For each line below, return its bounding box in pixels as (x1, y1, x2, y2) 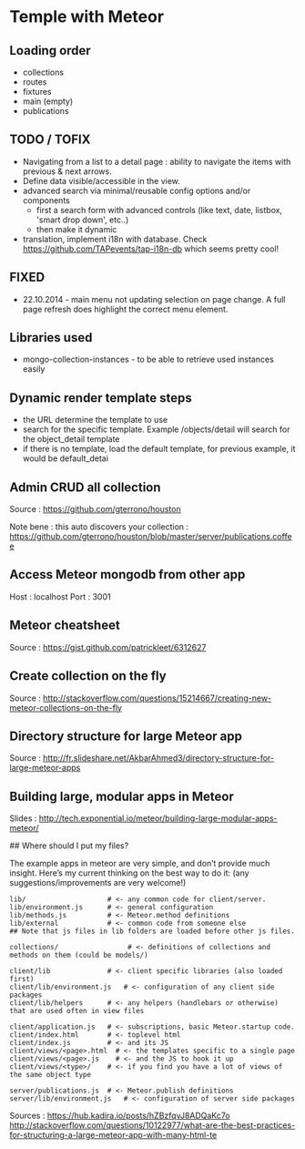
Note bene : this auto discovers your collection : (9, 521, 189, 532)
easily (22, 364, 46, 374)
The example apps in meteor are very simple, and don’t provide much (9, 858, 270, 869)
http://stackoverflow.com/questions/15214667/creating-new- (42, 692, 272, 703)
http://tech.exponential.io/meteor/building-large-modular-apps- (38, 813, 278, 824)
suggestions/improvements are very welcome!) (9, 877, 187, 888)
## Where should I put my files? (9, 840, 129, 851)
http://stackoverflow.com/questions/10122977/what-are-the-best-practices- (9, 1120, 296, 1131)
